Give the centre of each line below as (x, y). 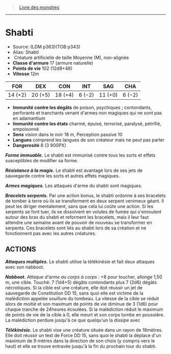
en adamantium (29, 118)
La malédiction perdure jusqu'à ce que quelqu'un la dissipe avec (73, 320)
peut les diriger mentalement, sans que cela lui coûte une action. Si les (79, 206)
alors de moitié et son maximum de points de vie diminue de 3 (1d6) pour (82, 304)
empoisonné (26, 129)
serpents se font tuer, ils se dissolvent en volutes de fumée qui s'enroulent (83, 212)
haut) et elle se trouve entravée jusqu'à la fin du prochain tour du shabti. (81, 346)
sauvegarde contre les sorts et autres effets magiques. (63, 175)
